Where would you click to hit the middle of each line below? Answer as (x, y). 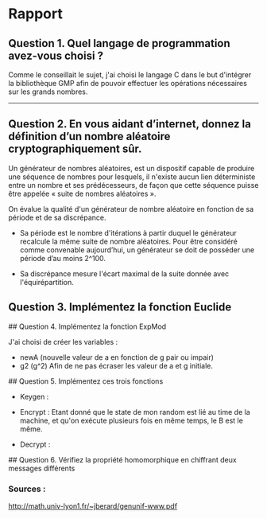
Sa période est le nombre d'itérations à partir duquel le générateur (128, 232)
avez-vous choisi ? (56, 55)
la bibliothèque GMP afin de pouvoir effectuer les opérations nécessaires (128, 83)
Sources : (27, 489)
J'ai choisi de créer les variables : (63, 341)
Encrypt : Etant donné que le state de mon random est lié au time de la (135, 412)
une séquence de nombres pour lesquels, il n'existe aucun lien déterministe (132, 177)
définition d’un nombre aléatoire (89, 137)
